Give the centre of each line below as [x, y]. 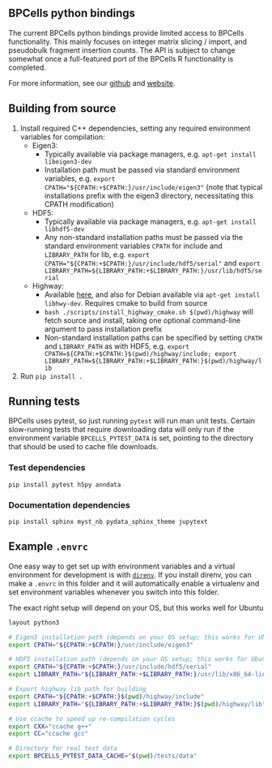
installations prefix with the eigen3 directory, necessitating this [149, 195]
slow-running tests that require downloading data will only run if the [121, 430]
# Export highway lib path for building [78, 689]
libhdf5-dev [64, 229]
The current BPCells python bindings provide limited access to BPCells [126, 32]
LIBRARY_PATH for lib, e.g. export [97, 254]
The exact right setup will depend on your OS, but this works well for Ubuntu [136, 607]
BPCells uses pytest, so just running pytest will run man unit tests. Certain [132, 421]
